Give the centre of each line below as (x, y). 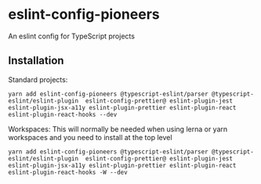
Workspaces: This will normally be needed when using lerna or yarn (118, 129)
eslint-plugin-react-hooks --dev (63, 114)
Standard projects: (38, 79)
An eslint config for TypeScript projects (72, 36)
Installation (36, 61)
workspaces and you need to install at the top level (90, 137)
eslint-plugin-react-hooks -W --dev (68, 172)
